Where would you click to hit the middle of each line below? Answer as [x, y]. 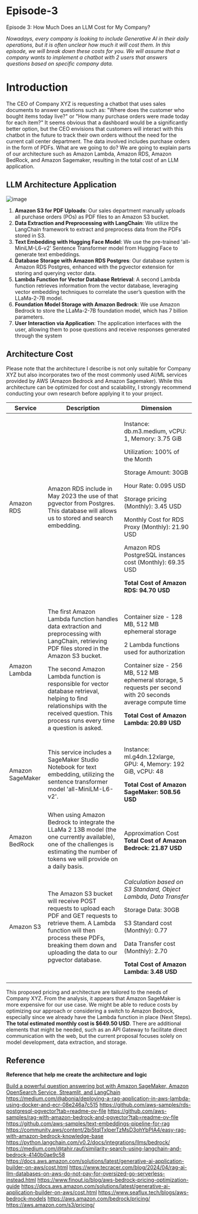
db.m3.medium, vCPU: [155, 431]
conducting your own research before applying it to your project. [85, 393]
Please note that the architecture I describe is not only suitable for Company [99, 368]
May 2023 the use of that [83, 496]
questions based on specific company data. [60, 64]
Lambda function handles [83, 618]
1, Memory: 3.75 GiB [153, 438]
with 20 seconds [147, 694]
